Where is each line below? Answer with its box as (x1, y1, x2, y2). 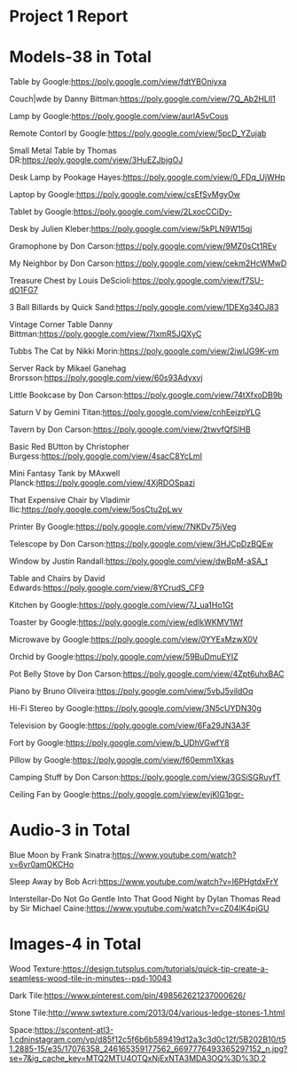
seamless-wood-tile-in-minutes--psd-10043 (9, 973, 172, 983)
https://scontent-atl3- (34, 1025, 113, 1035)
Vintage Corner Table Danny (9, 319, 113, 330)
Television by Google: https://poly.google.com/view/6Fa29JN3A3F (9, 720, 251, 731)
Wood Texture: (9, 964, 64, 974)
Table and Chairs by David (9, 573, 106, 584)
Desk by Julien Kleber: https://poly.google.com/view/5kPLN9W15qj (9, 224, 253, 235)
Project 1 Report (9, 6, 129, 27)
